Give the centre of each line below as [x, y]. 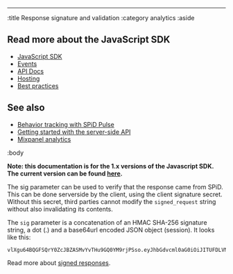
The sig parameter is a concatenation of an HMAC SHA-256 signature [107, 222]
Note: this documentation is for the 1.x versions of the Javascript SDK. [111, 166]
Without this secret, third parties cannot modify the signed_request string [112, 201]
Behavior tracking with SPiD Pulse [66, 124]
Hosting [28, 78]
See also [26, 108]
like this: [19, 237]
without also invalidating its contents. [60, 209]
